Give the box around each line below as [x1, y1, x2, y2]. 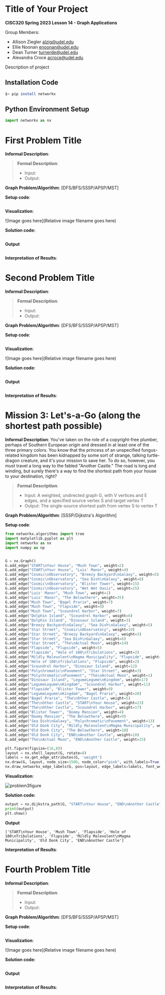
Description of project [5, 64, 50, 70]
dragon [5, 458, 20, 464]
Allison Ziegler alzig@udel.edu [12, 38, 74, 45]
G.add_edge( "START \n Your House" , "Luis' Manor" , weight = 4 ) [5, 567, 129, 572]
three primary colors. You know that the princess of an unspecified [5, 447, 140, 453]
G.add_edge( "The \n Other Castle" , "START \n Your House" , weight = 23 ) [5, 700, 144, 705]
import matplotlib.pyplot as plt [5, 536, 74, 541]
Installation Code [5, 78, 58, 87]
